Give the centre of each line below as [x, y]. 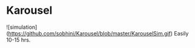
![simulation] [22, 27]
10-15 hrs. [18, 40]
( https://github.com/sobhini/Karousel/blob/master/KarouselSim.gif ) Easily [97, 33]
